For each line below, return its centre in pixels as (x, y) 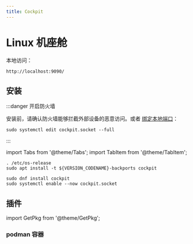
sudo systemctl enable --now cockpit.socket (62, 184)
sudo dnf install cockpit (38, 179)
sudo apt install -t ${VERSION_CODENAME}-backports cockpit (82, 168)
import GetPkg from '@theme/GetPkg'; (53, 218)
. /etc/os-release (29, 163)
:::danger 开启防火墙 (31, 106)
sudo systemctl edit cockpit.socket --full (60, 130)
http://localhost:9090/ (35, 71)
